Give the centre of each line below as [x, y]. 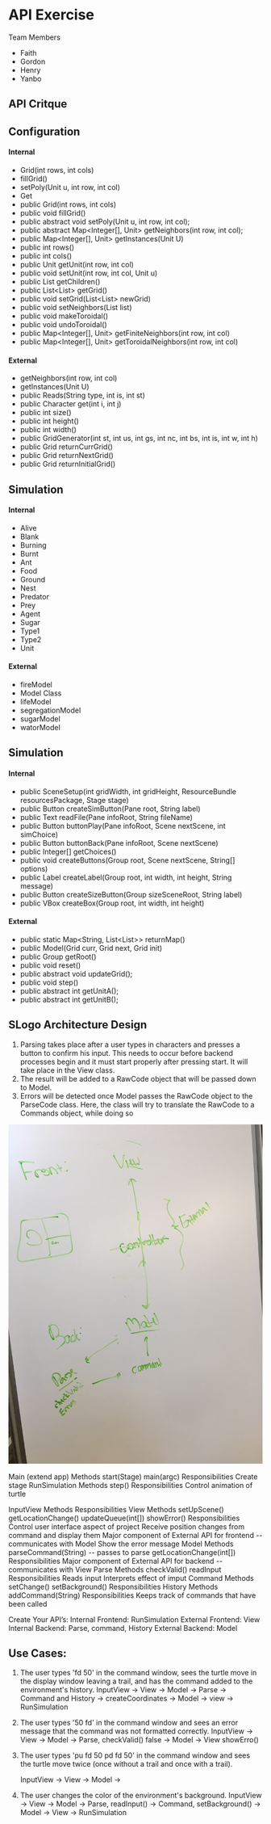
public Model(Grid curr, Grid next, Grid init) [91, 948]
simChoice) [39, 834]
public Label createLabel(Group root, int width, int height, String [126, 877]
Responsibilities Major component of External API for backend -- [116, 1561]
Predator [35, 596]
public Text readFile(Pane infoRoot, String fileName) [106, 817]
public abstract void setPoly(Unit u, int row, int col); [105, 221]
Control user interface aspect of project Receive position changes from [126, 1526]
